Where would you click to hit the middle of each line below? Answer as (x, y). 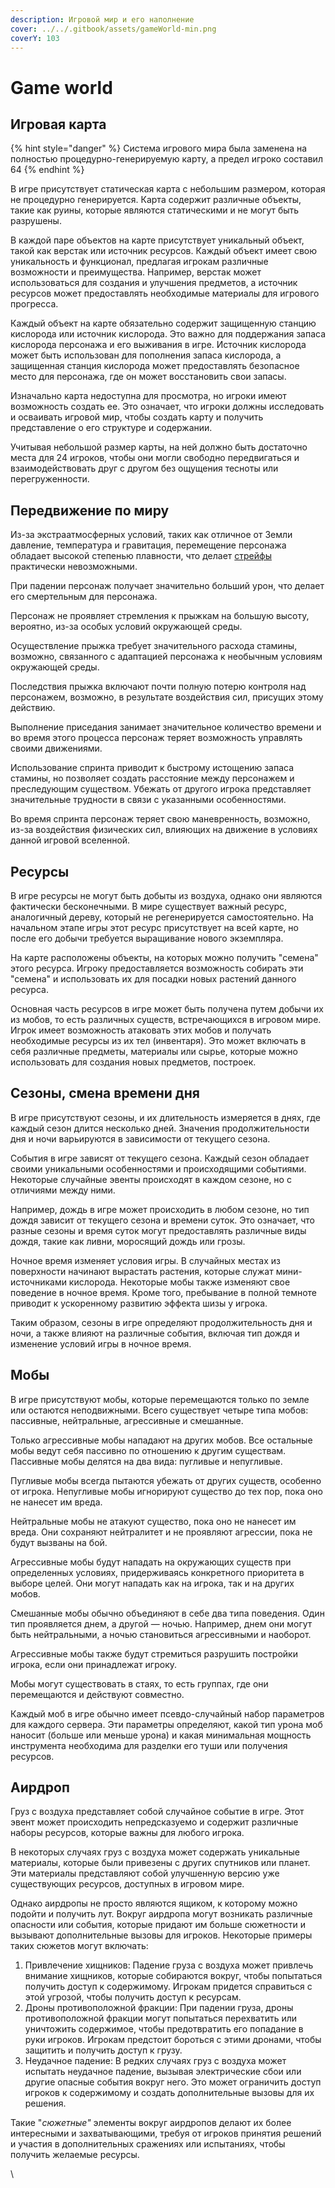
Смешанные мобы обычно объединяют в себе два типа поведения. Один (167, 1613)
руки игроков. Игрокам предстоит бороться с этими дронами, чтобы (173, 2040)
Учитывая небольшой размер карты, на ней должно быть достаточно (159, 447)
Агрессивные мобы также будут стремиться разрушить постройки (154, 1653)
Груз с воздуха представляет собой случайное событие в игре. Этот (157, 1812)
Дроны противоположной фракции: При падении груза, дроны (159, 2008)
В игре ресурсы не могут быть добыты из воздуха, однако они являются (166, 895)
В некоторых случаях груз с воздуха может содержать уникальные (155, 1852)
